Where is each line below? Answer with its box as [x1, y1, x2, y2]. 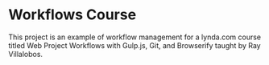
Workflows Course [8, 6, 137, 24]
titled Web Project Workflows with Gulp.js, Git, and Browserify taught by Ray [8, 40, 261, 50]
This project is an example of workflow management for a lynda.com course [8, 32, 262, 42]
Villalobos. [8, 49, 43, 59]
